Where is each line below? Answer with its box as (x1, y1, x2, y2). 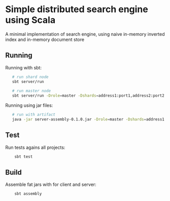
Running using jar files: (5, 102, 53, 108)
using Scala (5, 14, 56, 26)
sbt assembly (14, 191, 42, 196)
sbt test (14, 154, 33, 159)
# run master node (12, 89, 51, 94)
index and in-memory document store (5, 36, 85, 43)
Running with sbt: (5, 64, 42, 70)
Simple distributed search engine (5, 4, 148, 15)
